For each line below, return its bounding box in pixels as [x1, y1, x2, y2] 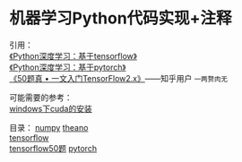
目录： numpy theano [9, 122, 89, 132]
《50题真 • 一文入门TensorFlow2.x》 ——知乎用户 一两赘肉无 [9, 72, 229, 83]
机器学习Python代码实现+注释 [9, 8, 232, 29]
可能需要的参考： [9, 91, 73, 103]
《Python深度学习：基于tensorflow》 [9, 50, 137, 61]
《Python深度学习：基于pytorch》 [9, 62, 126, 72]
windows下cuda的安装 [9, 103, 92, 114]
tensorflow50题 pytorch [9, 142, 97, 153]
